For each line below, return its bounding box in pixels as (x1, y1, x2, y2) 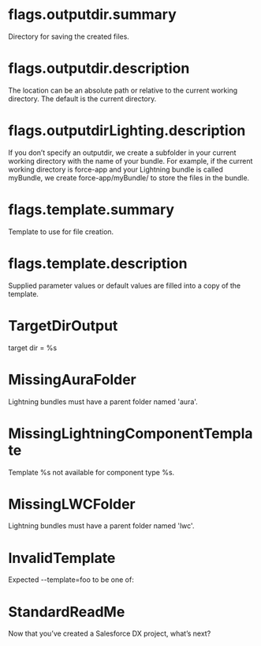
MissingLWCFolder (8, 495, 136, 513)
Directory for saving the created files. (8, 32, 130, 41)
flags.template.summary (8, 201, 175, 218)
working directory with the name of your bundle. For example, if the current (8, 156, 253, 165)
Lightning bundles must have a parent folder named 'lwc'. (8, 521, 195, 531)
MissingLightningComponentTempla (8, 425, 254, 442)
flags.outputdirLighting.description (8, 122, 246, 140)
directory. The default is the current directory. (8, 93, 157, 104)
